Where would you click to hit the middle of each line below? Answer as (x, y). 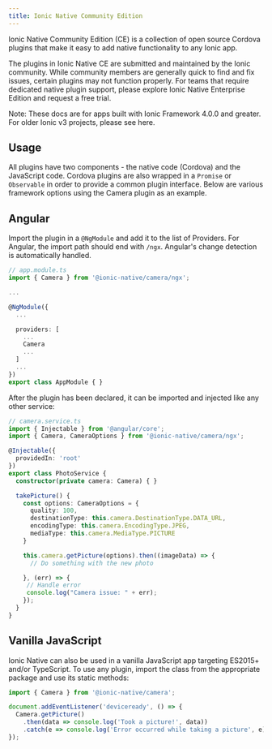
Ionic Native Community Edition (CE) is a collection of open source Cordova (134, 39)
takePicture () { (43, 496)
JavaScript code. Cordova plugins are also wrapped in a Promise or (120, 176)
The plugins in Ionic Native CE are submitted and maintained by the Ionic (130, 63)
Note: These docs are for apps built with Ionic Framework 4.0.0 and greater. (135, 114)
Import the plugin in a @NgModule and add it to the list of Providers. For (124, 238)
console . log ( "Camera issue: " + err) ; (92, 593)
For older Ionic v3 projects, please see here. (82, 122)
